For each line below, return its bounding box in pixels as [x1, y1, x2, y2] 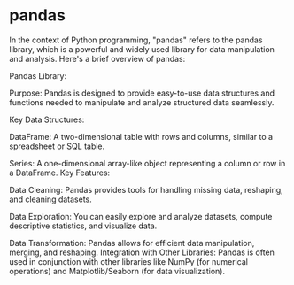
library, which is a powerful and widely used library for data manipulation [9, 43, 275, 54]
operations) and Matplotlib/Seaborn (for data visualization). [9, 266, 226, 276]
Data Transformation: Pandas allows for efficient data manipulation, [9, 237, 255, 248]
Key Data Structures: [9, 114, 85, 125]
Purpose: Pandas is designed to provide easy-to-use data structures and [9, 88, 275, 98]
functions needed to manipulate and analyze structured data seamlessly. [9, 96, 275, 107]
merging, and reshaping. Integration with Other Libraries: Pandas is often [9, 247, 275, 258]
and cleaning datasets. [9, 194, 93, 204]
